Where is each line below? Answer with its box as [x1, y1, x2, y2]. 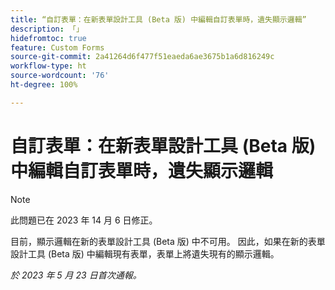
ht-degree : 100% [10, 80, 78, 90]
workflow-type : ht [10, 61, 87, 71]
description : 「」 [10, 24, 84, 34]
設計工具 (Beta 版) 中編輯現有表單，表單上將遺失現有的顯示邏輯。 [10, 247, 280, 260]
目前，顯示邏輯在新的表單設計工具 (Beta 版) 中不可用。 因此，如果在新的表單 [10, 235, 326, 247]
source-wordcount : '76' [10, 71, 110, 81]
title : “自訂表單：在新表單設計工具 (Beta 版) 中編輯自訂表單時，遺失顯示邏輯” [10, 14, 307, 25]
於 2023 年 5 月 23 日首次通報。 [10, 269, 142, 281]
